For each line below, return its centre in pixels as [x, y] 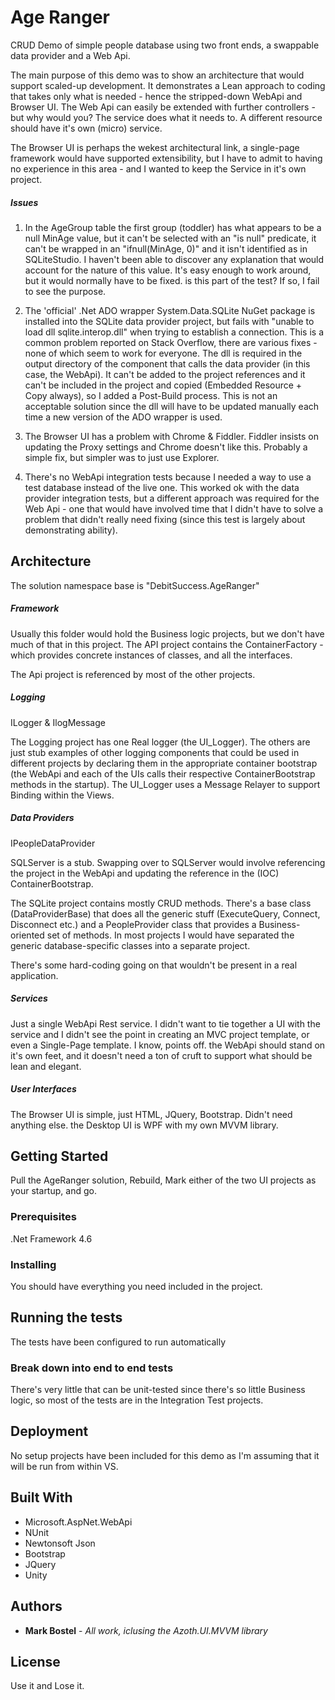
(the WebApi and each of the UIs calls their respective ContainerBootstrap [163, 773]
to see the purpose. [65, 291]
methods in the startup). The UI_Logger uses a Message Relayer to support [165, 784]
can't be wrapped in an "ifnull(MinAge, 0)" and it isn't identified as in [166, 248]
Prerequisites [43, 1217]
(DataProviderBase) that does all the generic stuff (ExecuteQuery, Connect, [165, 913]
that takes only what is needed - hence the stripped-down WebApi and [156, 96]
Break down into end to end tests [92, 1368]
